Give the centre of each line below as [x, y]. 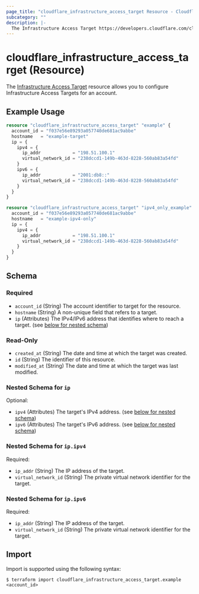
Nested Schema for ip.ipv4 [46, 446]
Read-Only [22, 340]
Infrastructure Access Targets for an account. [62, 93]
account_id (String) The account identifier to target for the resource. [98, 306]
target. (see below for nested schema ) [61, 325]
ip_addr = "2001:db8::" [66, 175]
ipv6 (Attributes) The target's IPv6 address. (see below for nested [95, 425]
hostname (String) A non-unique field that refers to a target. [86, 312]
